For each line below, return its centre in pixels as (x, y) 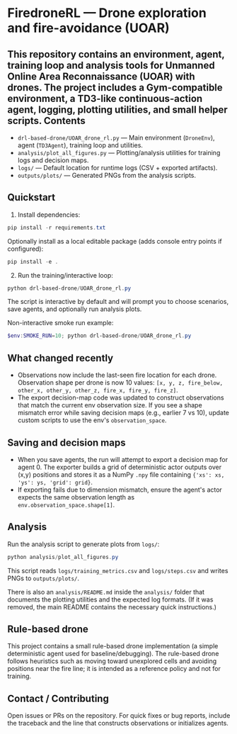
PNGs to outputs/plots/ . (44, 578)
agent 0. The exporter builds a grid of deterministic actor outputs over (119, 467)
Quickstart (31, 197)
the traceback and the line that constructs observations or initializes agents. (118, 723)
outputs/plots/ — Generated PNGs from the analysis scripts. (107, 175)
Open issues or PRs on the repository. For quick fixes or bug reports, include (119, 716)
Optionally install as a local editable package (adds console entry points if (115, 241)
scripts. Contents (47, 121)
